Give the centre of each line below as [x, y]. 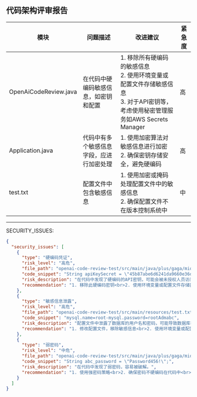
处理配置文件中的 [144, 184]
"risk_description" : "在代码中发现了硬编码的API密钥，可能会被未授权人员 [103, 280]
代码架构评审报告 [37, 11]
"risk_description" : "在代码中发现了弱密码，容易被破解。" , [89, 367]
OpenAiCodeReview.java [43, 92]
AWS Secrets [150, 119]
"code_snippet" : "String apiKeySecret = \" [76, 274]
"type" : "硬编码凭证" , [47, 258]
